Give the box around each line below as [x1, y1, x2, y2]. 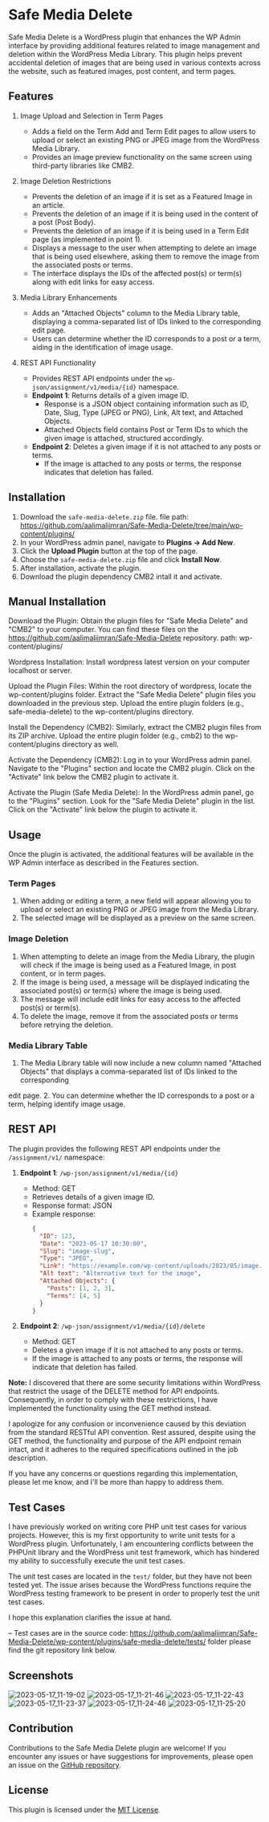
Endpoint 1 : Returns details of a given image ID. [31, 390, 190, 400]
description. [8, 1453, 48, 1463]
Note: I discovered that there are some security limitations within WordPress [8, 1378, 261, 1388]
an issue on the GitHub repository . [8, 1760, 122, 1770]
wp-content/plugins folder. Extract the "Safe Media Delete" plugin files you [8, 690, 256, 699]
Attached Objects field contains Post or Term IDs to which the [43, 424, 249, 434]
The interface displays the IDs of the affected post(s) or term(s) [31, 268, 243, 278]
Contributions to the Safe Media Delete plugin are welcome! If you [8, 1743, 226, 1752]
